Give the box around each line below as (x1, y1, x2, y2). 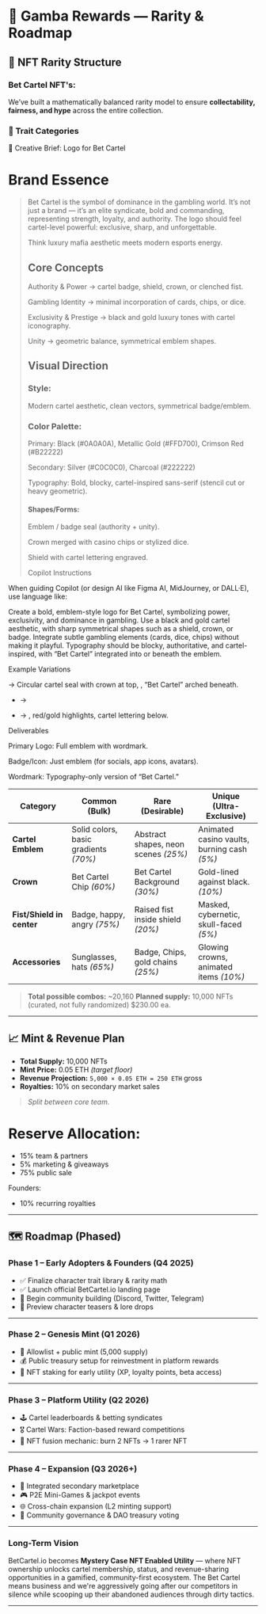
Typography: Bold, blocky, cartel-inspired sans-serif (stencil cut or (27, 478, 245, 487)
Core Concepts (27, 261, 104, 274)
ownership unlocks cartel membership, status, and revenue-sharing (8, 1564, 230, 1574)
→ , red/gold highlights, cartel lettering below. (19, 710, 169, 720)
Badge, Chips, (134, 946, 187, 957)
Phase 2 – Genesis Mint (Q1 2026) (8, 1329, 140, 1340)
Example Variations (8, 664, 71, 674)
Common (82, 796, 117, 807)
